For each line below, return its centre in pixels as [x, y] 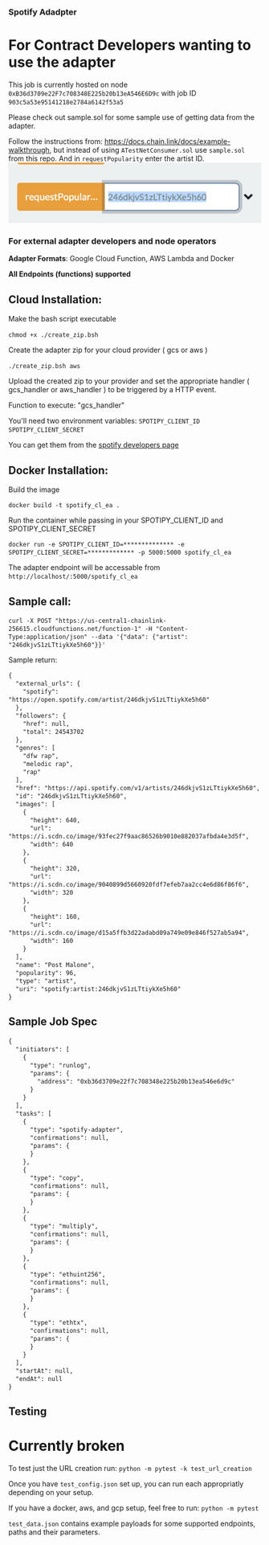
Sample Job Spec [53, 1022]
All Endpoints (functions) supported [69, 274]
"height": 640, [55, 820]
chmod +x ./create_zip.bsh [53, 335]
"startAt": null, [45, 1371]
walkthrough [29, 150]
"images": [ [36, 804]
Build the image [34, 490]
